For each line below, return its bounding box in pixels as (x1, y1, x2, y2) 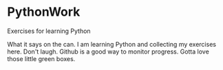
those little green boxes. (7, 54, 76, 62)
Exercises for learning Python (7, 27, 91, 35)
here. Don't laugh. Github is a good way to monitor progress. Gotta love (7, 47, 210, 56)
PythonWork (7, 4, 81, 20)
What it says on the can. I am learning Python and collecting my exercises (7, 40, 217, 48)
